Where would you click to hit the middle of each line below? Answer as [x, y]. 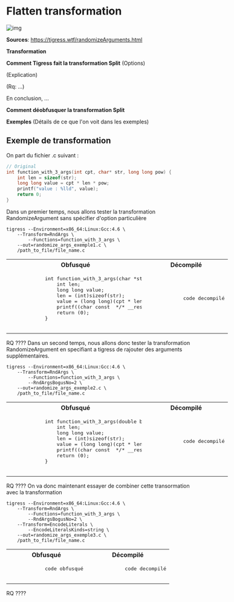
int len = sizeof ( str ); [47, 178]
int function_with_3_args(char [88, 279]
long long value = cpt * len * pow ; [63, 183]
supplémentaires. [28, 356]
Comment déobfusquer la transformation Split [66, 110]
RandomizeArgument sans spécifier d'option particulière [76, 218]
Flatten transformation [64, 11]
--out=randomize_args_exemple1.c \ [62, 245]
